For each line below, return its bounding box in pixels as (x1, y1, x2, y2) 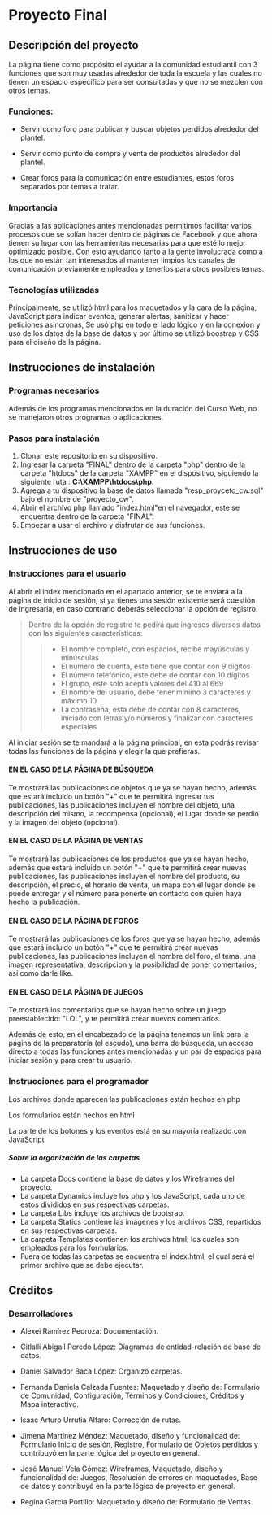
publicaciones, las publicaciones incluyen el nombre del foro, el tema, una (8, 951, 256, 961)
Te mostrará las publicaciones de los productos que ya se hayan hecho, (8, 854, 249, 864)
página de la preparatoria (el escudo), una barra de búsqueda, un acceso (8, 1038, 253, 1048)
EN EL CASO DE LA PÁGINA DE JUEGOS (8, 986, 144, 997)
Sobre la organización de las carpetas (8, 1153, 140, 1163)
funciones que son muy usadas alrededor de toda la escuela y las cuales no (8, 68, 262, 78)
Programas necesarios (8, 385, 100, 396)
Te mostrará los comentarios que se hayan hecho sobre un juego (8, 1005, 227, 1015)
